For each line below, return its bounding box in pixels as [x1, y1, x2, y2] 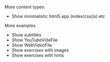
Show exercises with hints [11, 52, 64, 58]
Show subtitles [11, 32, 42, 37]
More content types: [4, 4, 46, 10]
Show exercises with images [11, 48, 69, 53]
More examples [4, 23, 36, 28]
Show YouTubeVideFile [11, 37, 58, 43]
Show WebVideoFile [11, 42, 52, 48]
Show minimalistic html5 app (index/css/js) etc [11, 13, 105, 19]
